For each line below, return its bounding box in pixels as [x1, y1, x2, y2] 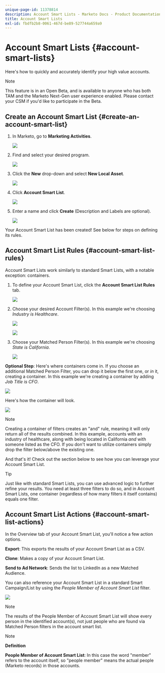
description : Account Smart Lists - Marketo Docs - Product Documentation [5, 12, 162, 17]
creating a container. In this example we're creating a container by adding [5, 373, 154, 379]
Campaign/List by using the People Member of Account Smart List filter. [5, 585, 151, 590]
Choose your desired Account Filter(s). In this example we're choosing [12, 306, 155, 312]
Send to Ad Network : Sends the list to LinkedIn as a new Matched [5, 565, 139, 571]
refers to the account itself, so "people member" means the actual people [5, 657, 154, 663]
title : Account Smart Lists [5, 16, 63, 21]
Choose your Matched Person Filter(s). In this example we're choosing [12, 339, 155, 345]
